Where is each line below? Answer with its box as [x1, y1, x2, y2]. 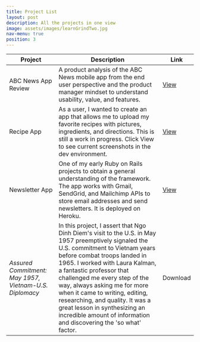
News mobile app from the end [58, 73, 145, 81]
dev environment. [58, 150, 108, 158]
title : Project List [6, 8, 58, 15]
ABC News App [9, 77, 52, 85]
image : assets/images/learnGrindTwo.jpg [6, 25, 108, 32]
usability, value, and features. [58, 95, 141, 103]
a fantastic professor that [58, 266, 129, 275]
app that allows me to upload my [58, 113, 149, 121]
